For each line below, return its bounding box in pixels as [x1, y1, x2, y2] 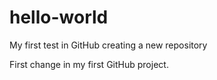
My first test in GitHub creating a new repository [9, 39, 208, 51]
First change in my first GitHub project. [9, 58, 169, 70]
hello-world [9, 6, 109, 29]
